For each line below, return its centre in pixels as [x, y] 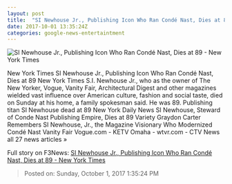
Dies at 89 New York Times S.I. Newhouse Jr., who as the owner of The [109, 81]
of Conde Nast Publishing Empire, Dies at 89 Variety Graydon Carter [104, 118]
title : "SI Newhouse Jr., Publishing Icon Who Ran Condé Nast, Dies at [114, 20]
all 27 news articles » [37, 140]
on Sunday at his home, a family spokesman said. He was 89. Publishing [110, 103]
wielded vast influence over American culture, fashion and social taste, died [115, 95]
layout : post [26, 13]
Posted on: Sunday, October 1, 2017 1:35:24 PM [91, 174]
